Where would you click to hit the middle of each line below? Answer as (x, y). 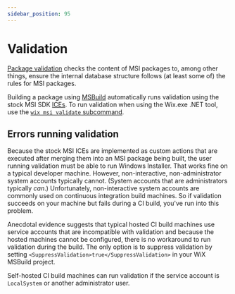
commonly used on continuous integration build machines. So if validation (114, 196)
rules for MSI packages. (42, 83)
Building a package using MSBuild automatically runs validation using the (113, 97)
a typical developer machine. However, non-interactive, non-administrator (114, 173)
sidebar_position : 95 (39, 14)
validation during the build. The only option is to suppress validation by (110, 247)
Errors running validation (63, 134)
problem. (20, 211)
